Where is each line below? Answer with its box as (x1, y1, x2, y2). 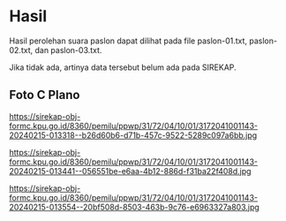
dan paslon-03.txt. (34, 44, 102, 55)
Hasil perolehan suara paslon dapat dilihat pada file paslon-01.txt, (9, 35, 248, 46)
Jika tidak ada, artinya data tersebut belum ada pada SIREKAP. (9, 62, 237, 72)
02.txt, (9, 44, 34, 55)
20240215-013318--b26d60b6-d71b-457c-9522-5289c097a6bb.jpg (9, 130, 258, 141)
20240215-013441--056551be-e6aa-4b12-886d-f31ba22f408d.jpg (9, 165, 252, 176)
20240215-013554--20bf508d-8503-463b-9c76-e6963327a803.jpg (9, 202, 260, 212)
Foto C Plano (9, 88, 80, 103)
